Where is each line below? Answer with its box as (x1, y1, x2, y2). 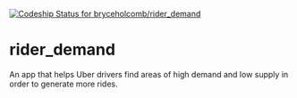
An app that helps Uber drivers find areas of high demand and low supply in (9, 69, 289, 79)
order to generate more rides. (9, 78, 118, 89)
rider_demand (9, 40, 116, 60)
